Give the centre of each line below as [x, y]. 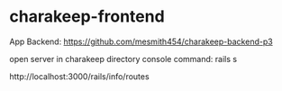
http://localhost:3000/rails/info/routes [80, 76]
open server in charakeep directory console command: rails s [123, 59]
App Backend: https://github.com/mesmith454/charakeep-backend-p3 [141, 41]
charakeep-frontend [87, 17]
